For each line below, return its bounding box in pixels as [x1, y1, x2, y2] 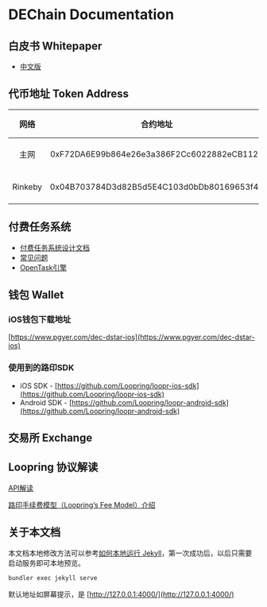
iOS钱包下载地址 [8, 314, 72, 325]
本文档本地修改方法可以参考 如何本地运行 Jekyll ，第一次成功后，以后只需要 [8, 548, 253, 558]
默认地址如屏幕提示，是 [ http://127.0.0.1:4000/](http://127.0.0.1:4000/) [8, 590, 234, 599]
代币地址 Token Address [8, 87, 130, 101]
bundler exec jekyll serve [8, 574, 98, 582]
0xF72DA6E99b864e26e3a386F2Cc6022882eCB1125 [50, 149, 264, 160]
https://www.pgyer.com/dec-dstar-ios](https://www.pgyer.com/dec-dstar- [10, 332, 255, 342]
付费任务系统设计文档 [19, 242, 90, 252]
